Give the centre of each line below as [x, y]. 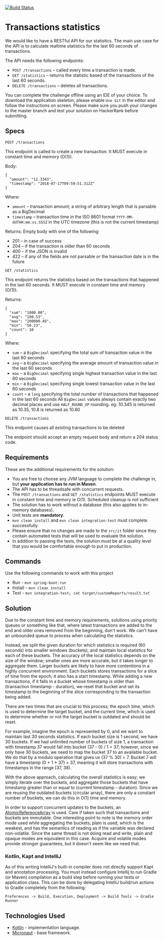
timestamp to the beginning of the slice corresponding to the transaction [78, 692]
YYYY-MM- [125, 217]
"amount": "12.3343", [31, 179]
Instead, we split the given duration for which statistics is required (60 [75, 645]
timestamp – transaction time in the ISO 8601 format [64, 217]
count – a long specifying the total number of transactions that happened [85, 394]
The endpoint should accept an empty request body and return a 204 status [82, 437]
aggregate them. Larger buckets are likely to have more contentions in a [77, 666]
